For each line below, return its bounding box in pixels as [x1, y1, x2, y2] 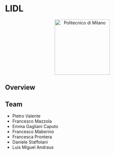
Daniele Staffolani [12, 139, 48, 145]
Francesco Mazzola [12, 118, 52, 124]
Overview [5, 83, 36, 92]
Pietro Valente [12, 113, 41, 119]
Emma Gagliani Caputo [12, 124, 59, 129]
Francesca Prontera [12, 134, 52, 140]
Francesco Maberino [12, 129, 54, 135]
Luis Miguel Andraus [12, 144, 54, 150]
